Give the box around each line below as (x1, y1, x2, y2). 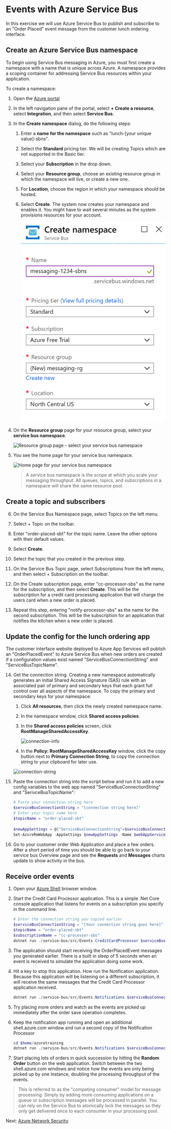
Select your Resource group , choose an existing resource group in (20, 170, 160, 176)
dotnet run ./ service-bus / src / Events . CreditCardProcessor (13, 938, 139, 943)
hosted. (20, 191, 37, 197)
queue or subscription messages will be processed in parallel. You (18, 1097, 157, 1104)
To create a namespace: (6, 85, 56, 91)
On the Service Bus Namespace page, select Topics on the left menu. (13, 511, 159, 517)
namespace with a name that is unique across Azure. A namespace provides (6, 65, 166, 71)
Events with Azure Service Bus (6, 4, 139, 15)
